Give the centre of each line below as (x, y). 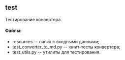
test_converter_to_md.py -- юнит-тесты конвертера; (66, 47)
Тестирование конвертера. (34, 19)
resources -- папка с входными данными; (56, 42)
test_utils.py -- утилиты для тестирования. (56, 52)
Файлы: (13, 30)
